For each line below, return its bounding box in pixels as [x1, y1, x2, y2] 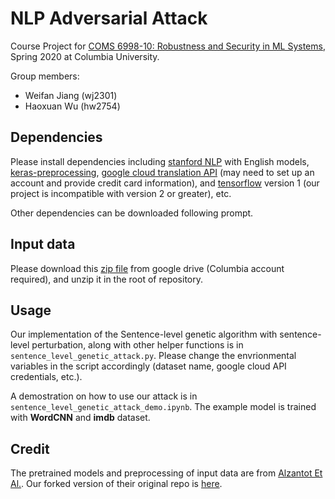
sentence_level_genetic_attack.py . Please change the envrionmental [10, 350, 297, 362]
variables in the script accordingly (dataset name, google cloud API [10, 360, 287, 372]
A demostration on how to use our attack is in [10, 390, 198, 402]
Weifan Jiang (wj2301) [24, 89, 118, 101]
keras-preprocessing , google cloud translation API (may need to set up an [10, 166, 315, 178]
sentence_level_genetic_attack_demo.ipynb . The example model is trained [10, 401, 317, 413]
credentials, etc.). [10, 371, 83, 383]
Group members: [10, 70, 80, 82]
